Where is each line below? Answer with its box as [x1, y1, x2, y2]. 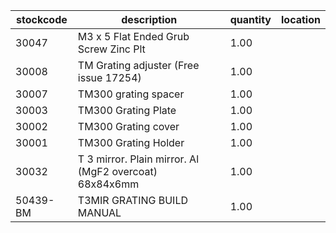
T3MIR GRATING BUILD [77, 194, 188, 207]
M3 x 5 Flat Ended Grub [77, 30, 190, 43]
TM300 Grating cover [77, 120, 180, 133]
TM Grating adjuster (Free [77, 59, 200, 72]
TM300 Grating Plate [77, 104, 177, 117]
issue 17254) [77, 71, 142, 84]
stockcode [16, 13, 68, 26]
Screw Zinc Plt [77, 42, 146, 56]
